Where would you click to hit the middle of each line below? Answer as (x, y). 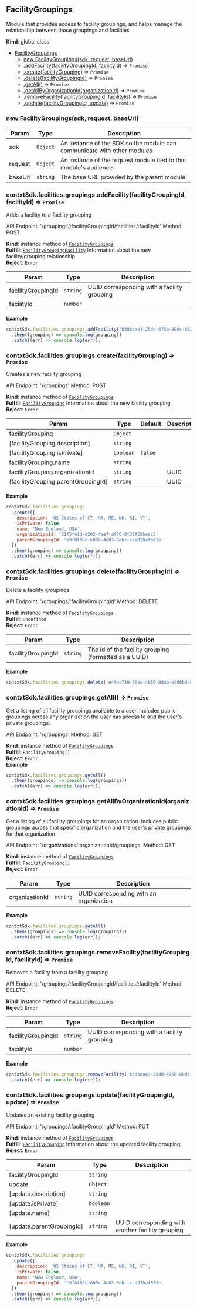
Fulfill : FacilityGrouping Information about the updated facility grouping (93, 1144)
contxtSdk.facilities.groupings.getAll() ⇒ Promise (78, 698)
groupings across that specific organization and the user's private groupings (98, 828)
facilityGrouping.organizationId (52, 472)
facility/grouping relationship (40, 257)
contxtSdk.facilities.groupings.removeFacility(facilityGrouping (98, 953)
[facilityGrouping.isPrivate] (46, 453)
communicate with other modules (106, 151)
